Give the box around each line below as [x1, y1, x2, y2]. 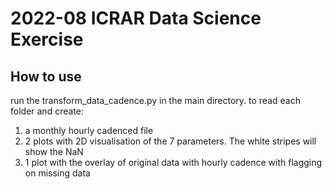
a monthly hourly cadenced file [24, 125, 154, 136]
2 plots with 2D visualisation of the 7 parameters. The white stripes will [24, 135, 317, 147]
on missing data [24, 167, 91, 179]
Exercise [10, 28, 84, 51]
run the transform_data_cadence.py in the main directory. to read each [10, 95, 301, 106]
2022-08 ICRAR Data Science [10, 7, 262, 30]
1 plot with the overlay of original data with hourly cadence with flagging [24, 157, 323, 168]
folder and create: [10, 105, 84, 117]
